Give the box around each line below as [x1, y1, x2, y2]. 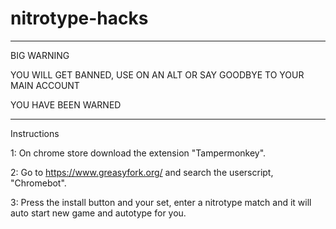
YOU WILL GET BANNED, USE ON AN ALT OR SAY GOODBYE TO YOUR [10, 68, 305, 81]
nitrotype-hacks [10, 7, 149, 30]
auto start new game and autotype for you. [10, 207, 187, 219]
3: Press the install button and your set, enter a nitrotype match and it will [10, 196, 312, 208]
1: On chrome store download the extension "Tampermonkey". [10, 147, 267, 159]
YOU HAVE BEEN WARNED [10, 98, 122, 111]
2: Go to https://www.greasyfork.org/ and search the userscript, [10, 166, 274, 178]
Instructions [10, 127, 60, 139]
